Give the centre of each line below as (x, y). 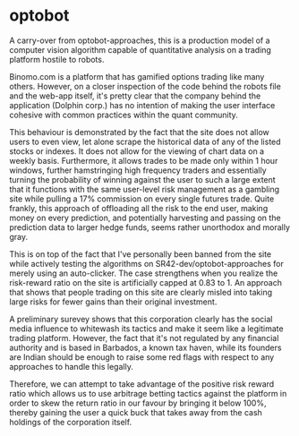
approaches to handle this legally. (72, 366)
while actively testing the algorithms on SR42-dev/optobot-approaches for (147, 263)
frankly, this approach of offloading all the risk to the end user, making (139, 208)
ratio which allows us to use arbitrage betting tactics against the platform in (148, 393)
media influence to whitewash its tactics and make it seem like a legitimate (146, 329)
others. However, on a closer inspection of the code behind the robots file (145, 86)
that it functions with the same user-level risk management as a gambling (145, 189)
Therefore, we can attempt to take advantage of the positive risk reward (142, 384)
